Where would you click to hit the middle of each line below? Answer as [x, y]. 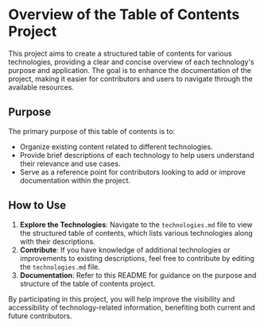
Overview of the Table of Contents [124, 15]
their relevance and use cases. [70, 163]
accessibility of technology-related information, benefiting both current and [132, 307]
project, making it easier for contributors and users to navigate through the [130, 79]
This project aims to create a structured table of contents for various [120, 53]
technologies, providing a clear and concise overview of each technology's [131, 62]
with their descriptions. [57, 241]
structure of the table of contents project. [87, 283]
